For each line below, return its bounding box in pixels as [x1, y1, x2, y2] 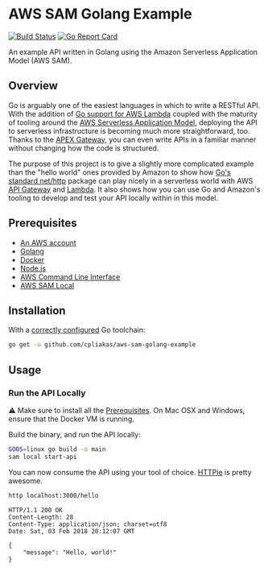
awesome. [8, 476, 43, 486]
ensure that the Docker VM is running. [8, 414, 135, 424]
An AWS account [19, 238, 76, 247]
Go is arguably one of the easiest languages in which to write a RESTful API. [8, 100, 261, 110]
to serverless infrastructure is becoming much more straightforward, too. [8, 126, 250, 135]
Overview [8, 79, 59, 93]
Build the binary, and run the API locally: [8, 429, 141, 439]
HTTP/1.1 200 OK [8, 506, 63, 514]
